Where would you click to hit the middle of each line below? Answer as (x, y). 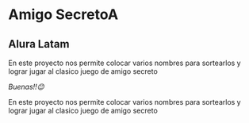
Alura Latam (39, 44)
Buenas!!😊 (27, 86)
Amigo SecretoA (63, 15)
